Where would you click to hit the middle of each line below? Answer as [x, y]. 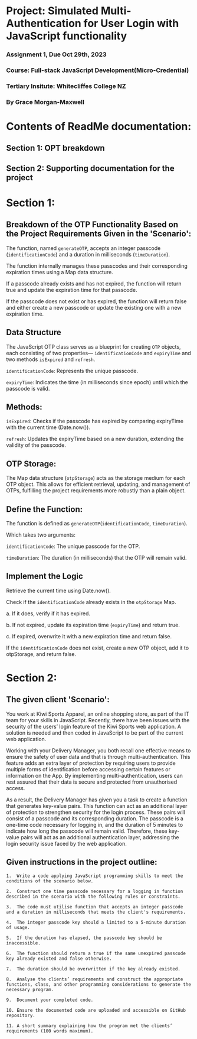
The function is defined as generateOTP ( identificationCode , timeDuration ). [97, 524]
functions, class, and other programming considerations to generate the [99, 984]
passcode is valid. [28, 388]
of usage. [18, 927]
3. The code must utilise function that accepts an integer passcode [95, 907]
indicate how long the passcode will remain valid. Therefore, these [87, 831]
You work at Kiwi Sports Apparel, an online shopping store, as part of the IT [98, 714]
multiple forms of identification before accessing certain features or [88, 769]
